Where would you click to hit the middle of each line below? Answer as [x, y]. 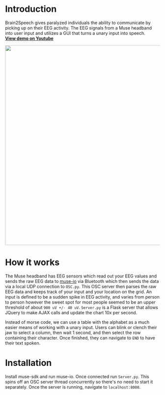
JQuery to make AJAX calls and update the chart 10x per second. [71, 312]
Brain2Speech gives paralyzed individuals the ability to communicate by [78, 23]
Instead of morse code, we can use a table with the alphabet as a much [77, 322]
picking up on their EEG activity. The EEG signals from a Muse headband [79, 28]
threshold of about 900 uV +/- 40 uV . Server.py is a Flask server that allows [82, 307]
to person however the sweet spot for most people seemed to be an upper [80, 302]
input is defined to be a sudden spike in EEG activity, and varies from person [82, 297]
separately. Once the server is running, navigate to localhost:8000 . [73, 387]
